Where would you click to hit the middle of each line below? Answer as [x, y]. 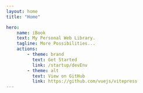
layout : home [22, 11]
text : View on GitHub [58, 76]
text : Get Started [55, 60]
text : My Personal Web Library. [56, 38]
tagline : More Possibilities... [56, 44]
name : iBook [31, 33]
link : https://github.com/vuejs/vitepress [85, 81]
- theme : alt [43, 70]
